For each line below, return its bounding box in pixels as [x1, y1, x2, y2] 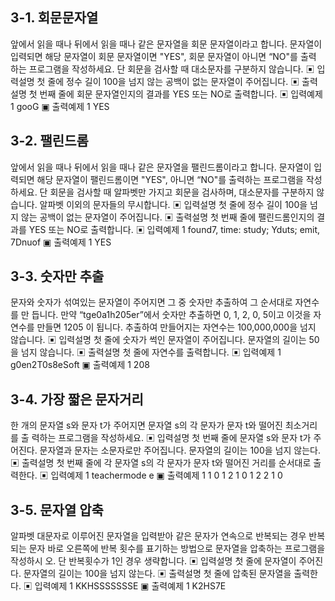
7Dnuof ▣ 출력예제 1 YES [10, 236, 112, 248]
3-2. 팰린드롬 [10, 133, 89, 150]
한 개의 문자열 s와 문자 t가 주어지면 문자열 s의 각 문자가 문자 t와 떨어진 [10, 419, 283, 432]
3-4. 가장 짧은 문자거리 [10, 391, 144, 408]
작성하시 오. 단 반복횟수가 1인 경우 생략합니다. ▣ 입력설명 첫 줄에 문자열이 [10, 555, 297, 567]
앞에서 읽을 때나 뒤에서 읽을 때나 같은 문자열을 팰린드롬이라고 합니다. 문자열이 [10, 161, 312, 173]
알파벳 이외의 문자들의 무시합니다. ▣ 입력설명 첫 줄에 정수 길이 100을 [39, 198, 308, 210]
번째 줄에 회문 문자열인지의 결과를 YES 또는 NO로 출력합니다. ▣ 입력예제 [39, 88, 323, 100]
